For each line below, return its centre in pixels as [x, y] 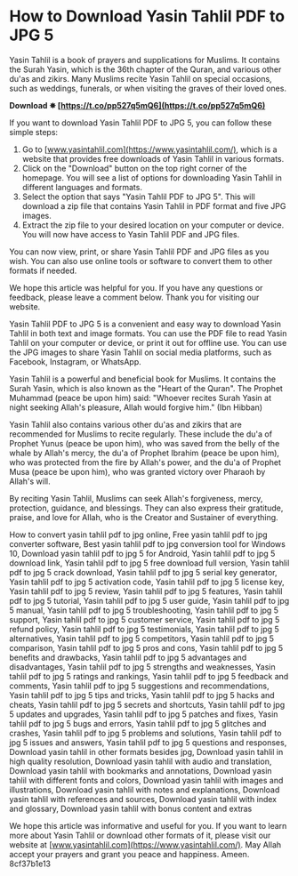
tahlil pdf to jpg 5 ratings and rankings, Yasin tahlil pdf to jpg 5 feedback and [149, 676]
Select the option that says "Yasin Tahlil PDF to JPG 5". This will [138, 197]
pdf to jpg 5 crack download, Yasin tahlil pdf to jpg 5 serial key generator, [143, 572]
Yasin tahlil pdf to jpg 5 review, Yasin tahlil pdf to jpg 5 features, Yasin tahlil [146, 591]
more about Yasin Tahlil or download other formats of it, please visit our [140, 835]
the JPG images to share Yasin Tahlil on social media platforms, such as [141, 352]
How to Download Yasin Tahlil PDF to [147, 16]
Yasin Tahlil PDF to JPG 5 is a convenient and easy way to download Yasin [145, 324]
